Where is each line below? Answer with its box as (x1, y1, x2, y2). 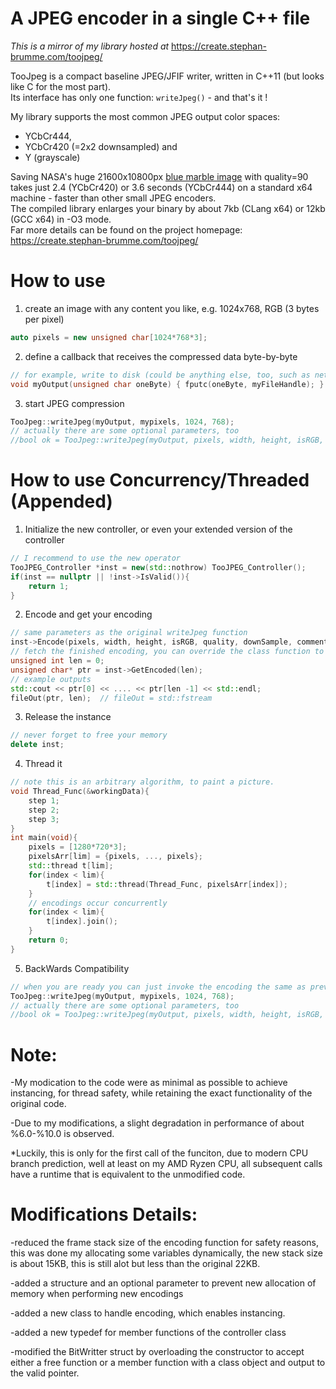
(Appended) (10, 490, 113, 513)
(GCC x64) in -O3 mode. (10, 213, 112, 225)
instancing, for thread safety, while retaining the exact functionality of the (10, 1087, 313, 1099)
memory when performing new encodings (10, 1288, 184, 1300)
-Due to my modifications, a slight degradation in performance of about (10, 1117, 305, 1129)
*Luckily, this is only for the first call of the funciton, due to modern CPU (10, 1147, 309, 1159)
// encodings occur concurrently (28, 898, 168, 908)
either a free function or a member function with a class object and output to (10, 1357, 326, 1369)
